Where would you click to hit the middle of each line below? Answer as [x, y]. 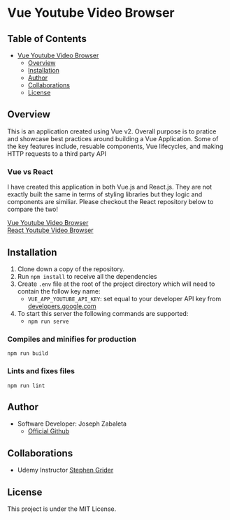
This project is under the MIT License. [62, 509]
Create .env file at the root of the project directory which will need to [116, 284]
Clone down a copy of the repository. [71, 269]
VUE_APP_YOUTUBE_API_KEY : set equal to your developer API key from [124, 298]
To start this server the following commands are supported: [103, 313]
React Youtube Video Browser [50, 230]
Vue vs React [30, 171]
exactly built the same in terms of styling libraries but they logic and [105, 194]
